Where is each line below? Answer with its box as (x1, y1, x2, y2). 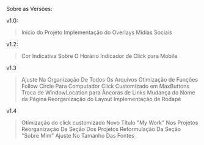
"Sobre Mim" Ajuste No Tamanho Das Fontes (21, 132, 134, 139)
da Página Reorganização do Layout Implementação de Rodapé (21, 96, 181, 102)
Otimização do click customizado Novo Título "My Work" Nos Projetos (21, 119, 199, 126)
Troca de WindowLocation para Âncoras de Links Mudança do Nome (21, 89, 195, 96)
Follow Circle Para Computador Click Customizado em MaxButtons (21, 82, 190, 90)
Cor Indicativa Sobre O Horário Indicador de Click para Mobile (21, 52, 178, 60)
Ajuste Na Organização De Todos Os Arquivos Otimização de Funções (21, 76, 199, 83)
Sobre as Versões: (6, 5, 53, 12)
